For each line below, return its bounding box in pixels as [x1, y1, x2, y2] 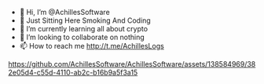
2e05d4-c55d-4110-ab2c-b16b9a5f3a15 [8, 68, 138, 77]
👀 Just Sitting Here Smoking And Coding [19, 16, 151, 25]
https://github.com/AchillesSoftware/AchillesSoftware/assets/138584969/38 [8, 60, 256, 68]
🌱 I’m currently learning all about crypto [19, 24, 148, 33]
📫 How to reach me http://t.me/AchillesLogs [19, 42, 165, 50]
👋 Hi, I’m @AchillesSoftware [19, 8, 110, 16]
